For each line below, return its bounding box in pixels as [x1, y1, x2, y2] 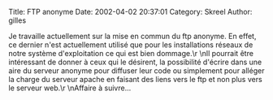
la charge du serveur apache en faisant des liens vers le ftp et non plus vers [8, 75, 262, 84]
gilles [8, 15, 27, 25]
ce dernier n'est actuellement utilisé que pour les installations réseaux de [8, 40, 253, 50]
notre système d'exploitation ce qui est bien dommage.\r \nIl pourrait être [8, 49, 254, 58]
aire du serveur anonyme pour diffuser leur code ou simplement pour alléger [8, 66, 265, 76]
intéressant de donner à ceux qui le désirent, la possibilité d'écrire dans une [8, 57, 262, 67]
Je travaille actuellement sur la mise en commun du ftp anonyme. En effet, [8, 32, 257, 41]
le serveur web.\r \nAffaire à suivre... [8, 83, 132, 93]
